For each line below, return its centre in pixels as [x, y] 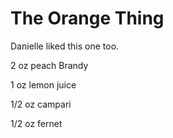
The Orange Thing [87, 18]
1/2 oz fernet [36, 123]
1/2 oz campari [41, 104]
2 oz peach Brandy [49, 65]
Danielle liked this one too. [65, 46]
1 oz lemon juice [43, 84]
